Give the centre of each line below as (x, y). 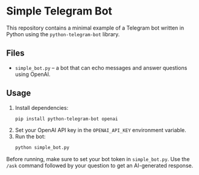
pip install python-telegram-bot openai (66, 119)
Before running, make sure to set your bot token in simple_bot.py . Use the (98, 159)
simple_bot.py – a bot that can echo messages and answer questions (101, 68)
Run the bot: (30, 136)
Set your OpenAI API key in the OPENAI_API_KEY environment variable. (100, 130)
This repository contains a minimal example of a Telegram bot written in (95, 28)
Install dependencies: (42, 107)
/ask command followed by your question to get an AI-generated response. (100, 166)
